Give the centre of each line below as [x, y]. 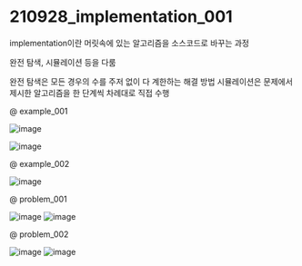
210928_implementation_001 [121, 17]
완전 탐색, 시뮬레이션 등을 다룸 [63, 62]
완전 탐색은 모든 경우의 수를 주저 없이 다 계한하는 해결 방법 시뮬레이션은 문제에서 [151, 81]
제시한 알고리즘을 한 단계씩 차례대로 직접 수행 [90, 93]
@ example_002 [40, 163]
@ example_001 [39, 111]
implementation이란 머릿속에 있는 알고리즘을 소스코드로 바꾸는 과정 [130, 43]
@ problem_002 [39, 234]
